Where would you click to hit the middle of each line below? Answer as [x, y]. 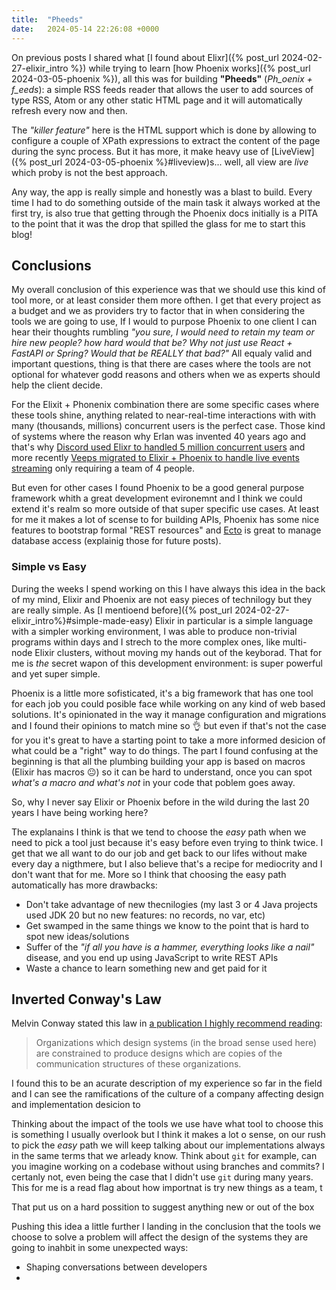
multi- [295, 642]
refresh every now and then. [69, 110]
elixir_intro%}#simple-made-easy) [82, 620]
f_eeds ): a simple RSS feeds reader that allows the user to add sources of [162, 89]
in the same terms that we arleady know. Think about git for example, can [164, 1156]
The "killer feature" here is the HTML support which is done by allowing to [164, 130]
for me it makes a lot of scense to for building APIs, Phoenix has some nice [165, 520]
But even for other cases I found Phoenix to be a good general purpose [158, 488]
